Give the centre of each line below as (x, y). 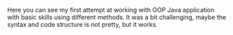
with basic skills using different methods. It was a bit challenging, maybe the (117, 17)
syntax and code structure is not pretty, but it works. (83, 24)
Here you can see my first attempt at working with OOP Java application (111, 10)
